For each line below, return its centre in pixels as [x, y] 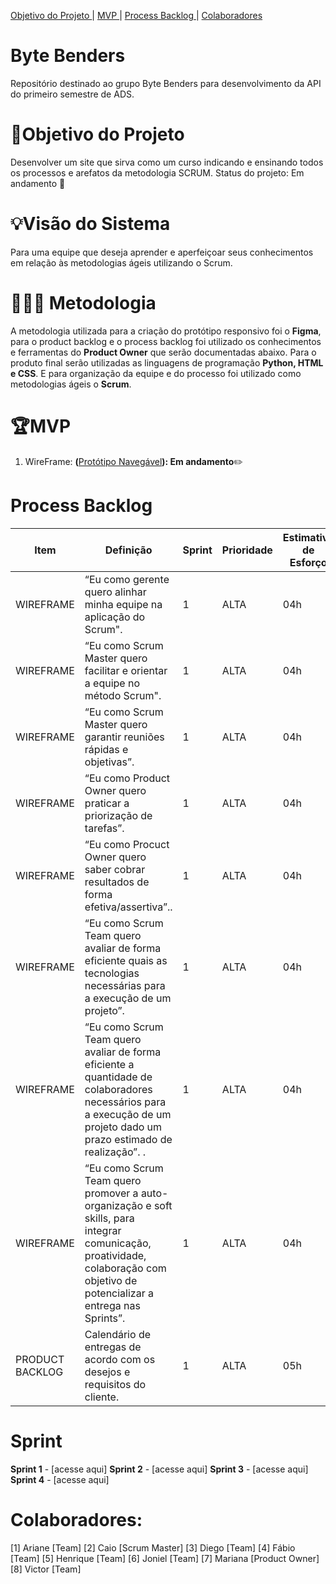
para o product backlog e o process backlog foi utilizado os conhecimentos [166, 341]
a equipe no [112, 683]
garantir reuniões [124, 737]
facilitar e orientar [126, 670]
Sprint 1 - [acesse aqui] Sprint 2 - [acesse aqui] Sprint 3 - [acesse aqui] [159, 1469]
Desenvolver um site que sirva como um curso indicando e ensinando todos [167, 162]
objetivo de [111, 1280]
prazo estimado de [128, 1139]
